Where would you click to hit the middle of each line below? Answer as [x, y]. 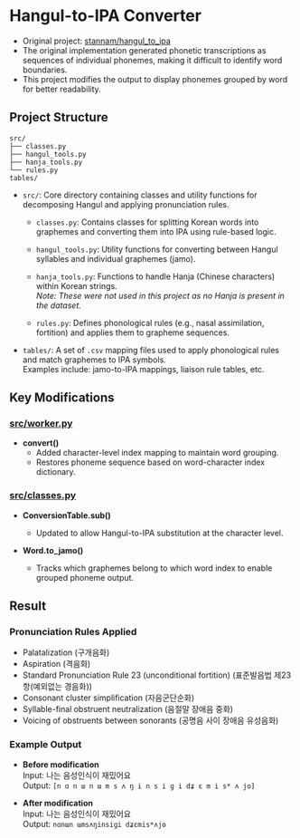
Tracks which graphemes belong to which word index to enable [154, 568]
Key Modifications [62, 398]
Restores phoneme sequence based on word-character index [150, 462]
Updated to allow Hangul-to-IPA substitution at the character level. [159, 533]
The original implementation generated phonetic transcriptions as [144, 50]
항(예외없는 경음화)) [57, 687]
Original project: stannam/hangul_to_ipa [97, 41]
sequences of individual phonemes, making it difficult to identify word [152, 60]
